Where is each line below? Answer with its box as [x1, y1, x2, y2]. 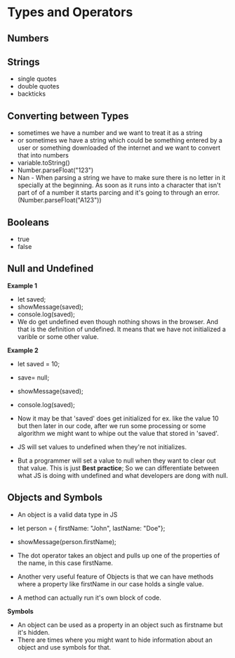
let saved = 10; [17, 359, 60, 368]
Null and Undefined [7, 263, 94, 275]
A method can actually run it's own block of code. [17, 593, 161, 602]
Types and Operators [7, 4, 133, 20]
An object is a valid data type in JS [17, 510, 118, 519]
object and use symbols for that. [17, 643, 112, 651]
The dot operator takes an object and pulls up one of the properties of [17, 551, 220, 560]
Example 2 [7, 346, 39, 354]
